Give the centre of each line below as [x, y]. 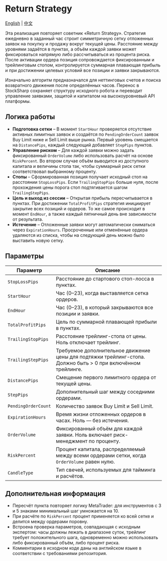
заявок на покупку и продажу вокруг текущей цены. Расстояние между [82, 43]
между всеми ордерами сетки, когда [101, 455]
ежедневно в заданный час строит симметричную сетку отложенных [79, 38]
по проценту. [105, 441]
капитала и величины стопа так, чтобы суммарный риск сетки [79, 166]
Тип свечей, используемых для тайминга [106, 470]
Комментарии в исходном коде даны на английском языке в [77, 548]
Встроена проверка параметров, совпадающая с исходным [76, 527]
